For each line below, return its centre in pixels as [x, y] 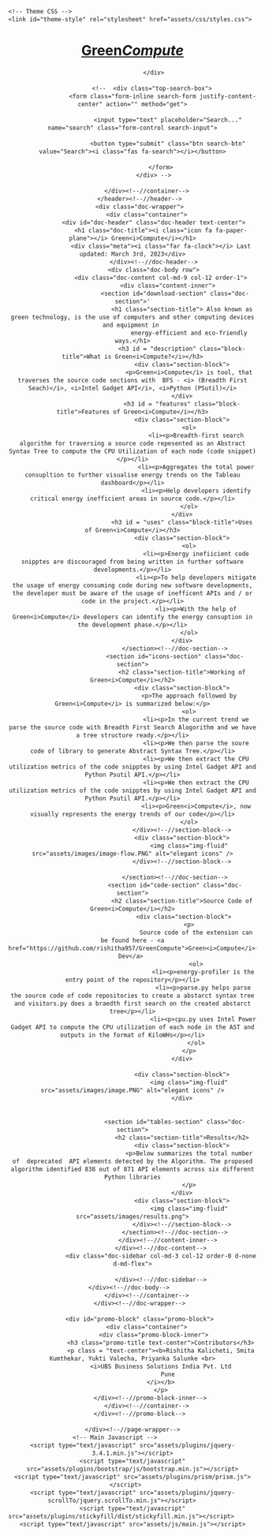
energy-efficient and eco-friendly [189, 333]
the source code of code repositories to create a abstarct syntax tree [132, 996]
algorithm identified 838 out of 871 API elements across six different [132, 1169]
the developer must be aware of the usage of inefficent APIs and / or [132, 593]
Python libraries [132, 1177]
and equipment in [131, 325]
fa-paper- [231, 230]
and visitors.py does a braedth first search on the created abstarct [132, 1003]
